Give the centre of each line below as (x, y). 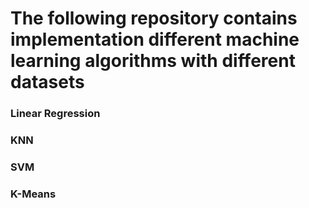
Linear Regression (55, 114)
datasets (47, 82)
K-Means (33, 194)
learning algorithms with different (153, 61)
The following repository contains (154, 18)
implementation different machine (155, 39)
